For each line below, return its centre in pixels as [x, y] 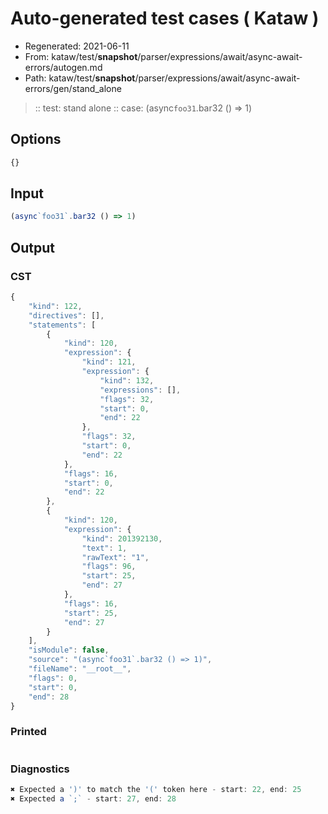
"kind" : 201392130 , [122, 538]
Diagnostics [40, 769]
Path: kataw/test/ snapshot [80, 78]
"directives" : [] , [66, 315]
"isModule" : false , [69, 650]
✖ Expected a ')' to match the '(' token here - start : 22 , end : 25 [156, 789]
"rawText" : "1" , [115, 557]
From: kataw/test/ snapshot [81, 56]
